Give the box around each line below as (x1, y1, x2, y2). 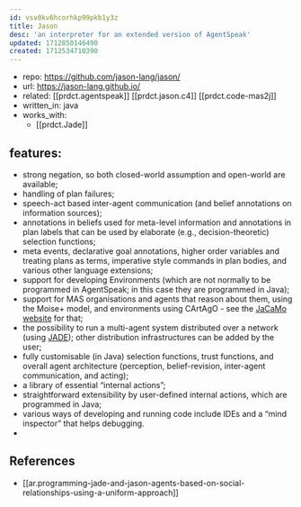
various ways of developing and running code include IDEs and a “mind (22, 408, 288, 419)
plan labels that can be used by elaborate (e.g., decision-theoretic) (22, 226, 270, 237)
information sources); (22, 207, 102, 218)
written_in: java (22, 100, 79, 111)
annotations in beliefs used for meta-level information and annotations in (22, 217, 292, 228)
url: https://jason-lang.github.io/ (22, 81, 141, 92)
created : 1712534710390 (9, 47, 99, 56)
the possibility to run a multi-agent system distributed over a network (22, 321, 279, 333)
